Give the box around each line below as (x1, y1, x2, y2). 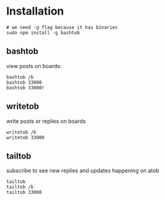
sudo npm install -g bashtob (6, 29, 80, 36)
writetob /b (6, 129, 36, 135)
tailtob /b (6, 184, 34, 190)
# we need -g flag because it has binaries (6, 24, 118, 30)
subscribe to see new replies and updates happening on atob (6, 167, 160, 174)
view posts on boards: (6, 62, 62, 69)
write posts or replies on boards (6, 117, 86, 125)
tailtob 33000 (6, 190, 42, 196)
